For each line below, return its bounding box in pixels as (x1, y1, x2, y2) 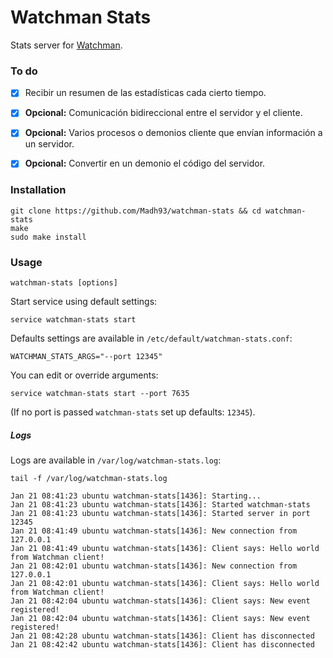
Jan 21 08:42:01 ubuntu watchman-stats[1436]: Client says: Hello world (10, 579, 320, 589)
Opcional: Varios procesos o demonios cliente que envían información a (24, 127, 323, 139)
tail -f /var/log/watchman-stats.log (10, 474, 168, 484)
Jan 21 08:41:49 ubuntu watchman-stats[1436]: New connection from (10, 526, 298, 536)
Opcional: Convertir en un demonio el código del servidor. (24, 157, 266, 170)
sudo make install (10, 232, 87, 242)
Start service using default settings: (10, 296, 158, 308)
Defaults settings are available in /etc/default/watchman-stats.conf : (10, 332, 293, 345)
